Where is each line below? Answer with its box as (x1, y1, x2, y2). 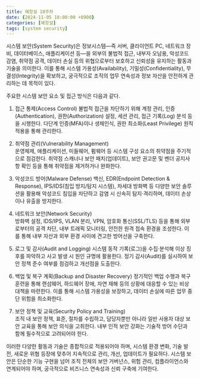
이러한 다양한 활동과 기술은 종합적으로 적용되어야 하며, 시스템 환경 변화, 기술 (6, 343, 183, 350)
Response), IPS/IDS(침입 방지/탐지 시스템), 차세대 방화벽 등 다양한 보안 (14, 182, 181, 190)
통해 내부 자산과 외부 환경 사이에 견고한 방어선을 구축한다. (21, 233, 155, 240)
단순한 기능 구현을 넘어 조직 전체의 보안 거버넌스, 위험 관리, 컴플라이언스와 (17, 358, 189, 365)
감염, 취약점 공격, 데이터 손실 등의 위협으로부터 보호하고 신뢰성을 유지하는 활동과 (6, 57, 192, 64)
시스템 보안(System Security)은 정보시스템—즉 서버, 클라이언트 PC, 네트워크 (6, 42, 185, 49)
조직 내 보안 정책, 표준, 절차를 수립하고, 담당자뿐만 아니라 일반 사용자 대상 (14, 315, 185, 323)
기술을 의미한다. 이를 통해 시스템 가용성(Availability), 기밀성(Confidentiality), (6, 65, 186, 72)
